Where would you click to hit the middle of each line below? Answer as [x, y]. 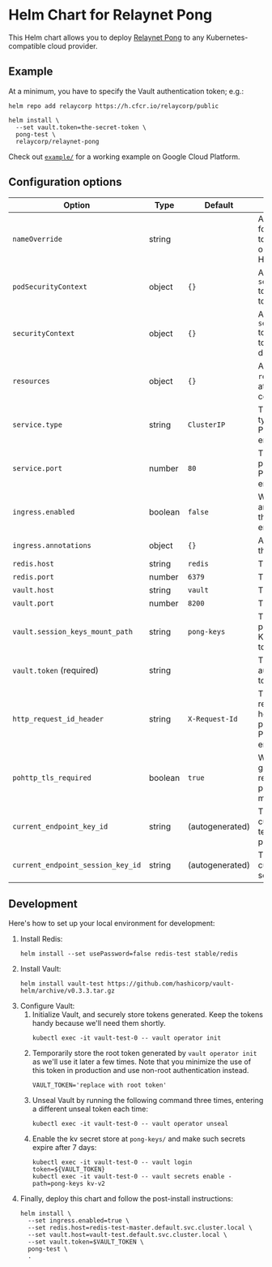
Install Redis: [41, 939]
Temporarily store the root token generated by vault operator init [144, 1054]
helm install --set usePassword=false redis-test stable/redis [129, 954]
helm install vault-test [62, 984]
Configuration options [66, 182]
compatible [27, 45]
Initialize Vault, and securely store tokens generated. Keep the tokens [147, 1015]
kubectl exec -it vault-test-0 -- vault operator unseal [130, 1124]
